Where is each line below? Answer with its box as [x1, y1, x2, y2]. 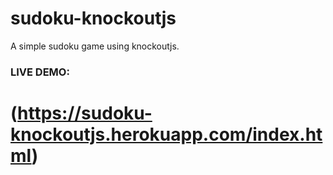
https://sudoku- [17, 102, 153, 125]
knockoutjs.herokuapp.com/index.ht [10, 123, 323, 146]
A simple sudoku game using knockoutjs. [10, 40, 180, 52]
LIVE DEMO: [10, 65, 70, 79]
